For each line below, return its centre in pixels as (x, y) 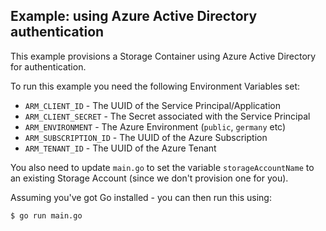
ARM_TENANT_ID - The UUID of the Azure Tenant (120, 148)
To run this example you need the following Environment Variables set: (155, 86)
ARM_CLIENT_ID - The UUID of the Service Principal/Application (152, 105)
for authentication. (48, 66)
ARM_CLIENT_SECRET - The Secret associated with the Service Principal (167, 116)
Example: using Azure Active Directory (134, 16)
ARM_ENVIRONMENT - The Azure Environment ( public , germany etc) (155, 126)
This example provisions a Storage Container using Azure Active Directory (163, 56)
